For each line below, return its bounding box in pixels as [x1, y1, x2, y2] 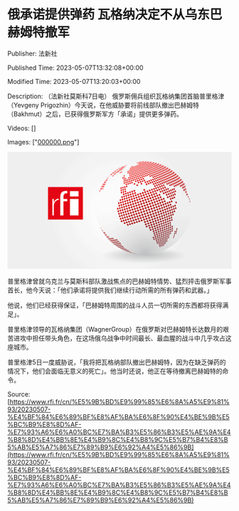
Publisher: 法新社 [7, 49, 58, 58]
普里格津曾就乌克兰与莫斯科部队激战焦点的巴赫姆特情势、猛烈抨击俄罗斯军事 [7, 277, 232, 285]
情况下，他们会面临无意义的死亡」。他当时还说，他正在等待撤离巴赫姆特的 [7, 367, 223, 376]
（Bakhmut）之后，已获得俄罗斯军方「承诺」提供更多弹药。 [7, 110, 184, 118]
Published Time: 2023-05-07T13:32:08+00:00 [7, 63, 144, 72]
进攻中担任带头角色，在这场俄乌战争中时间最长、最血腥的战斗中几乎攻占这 [13, 334, 232, 342]
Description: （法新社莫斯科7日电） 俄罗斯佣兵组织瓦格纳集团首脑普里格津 [7, 92, 225, 100]
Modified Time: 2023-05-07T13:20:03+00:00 [7, 77, 141, 85]
